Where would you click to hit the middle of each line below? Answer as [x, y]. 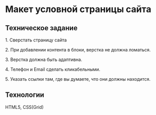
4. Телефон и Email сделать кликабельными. [53, 69]
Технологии [25, 95]
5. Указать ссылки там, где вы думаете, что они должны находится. [78, 79]
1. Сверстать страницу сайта [36, 40]
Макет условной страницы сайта [78, 9]
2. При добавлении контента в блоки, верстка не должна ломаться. [78, 50]
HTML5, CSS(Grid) [25, 107]
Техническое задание [41, 28]
